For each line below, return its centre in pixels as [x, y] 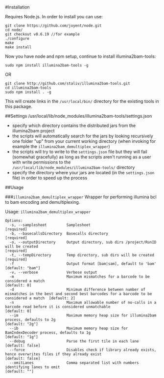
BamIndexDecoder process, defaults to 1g [48, 333]
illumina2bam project [33, 131]
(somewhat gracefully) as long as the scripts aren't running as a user [82, 157]
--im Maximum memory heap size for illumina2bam [83, 315]
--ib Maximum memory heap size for [69, 328]
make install [18, 47]
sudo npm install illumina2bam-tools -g [47, 65]
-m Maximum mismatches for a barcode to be [80, 277]
